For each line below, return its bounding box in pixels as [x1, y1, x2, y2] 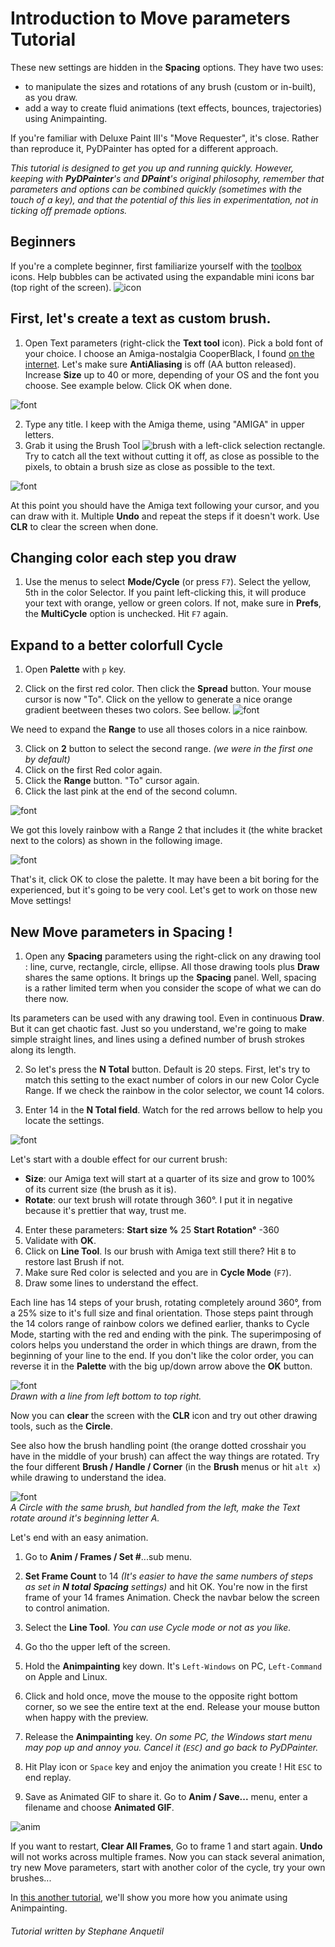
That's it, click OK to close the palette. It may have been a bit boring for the [10, 873, 320, 886]
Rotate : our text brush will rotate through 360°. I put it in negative [24, 1194, 293, 1206]
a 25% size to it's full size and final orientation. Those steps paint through [10, 1307, 314, 1319]
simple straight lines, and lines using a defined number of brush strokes [10, 1033, 305, 1045]
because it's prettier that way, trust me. [24, 1205, 187, 1216]
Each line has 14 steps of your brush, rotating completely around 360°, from [10, 1297, 322, 1308]
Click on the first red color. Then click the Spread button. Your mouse [24, 683, 312, 695]
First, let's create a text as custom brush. [10, 310, 272, 327]
